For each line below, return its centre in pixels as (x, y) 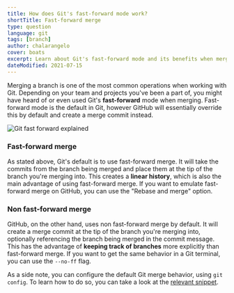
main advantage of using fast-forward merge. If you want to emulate (105, 183)
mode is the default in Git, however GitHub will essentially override (126, 107)
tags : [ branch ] (29, 40)
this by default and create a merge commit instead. (80, 115)
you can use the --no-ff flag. (49, 261)
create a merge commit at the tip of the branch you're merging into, (104, 232)
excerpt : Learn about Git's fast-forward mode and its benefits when (110, 59)
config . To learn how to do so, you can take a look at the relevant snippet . (113, 282)
